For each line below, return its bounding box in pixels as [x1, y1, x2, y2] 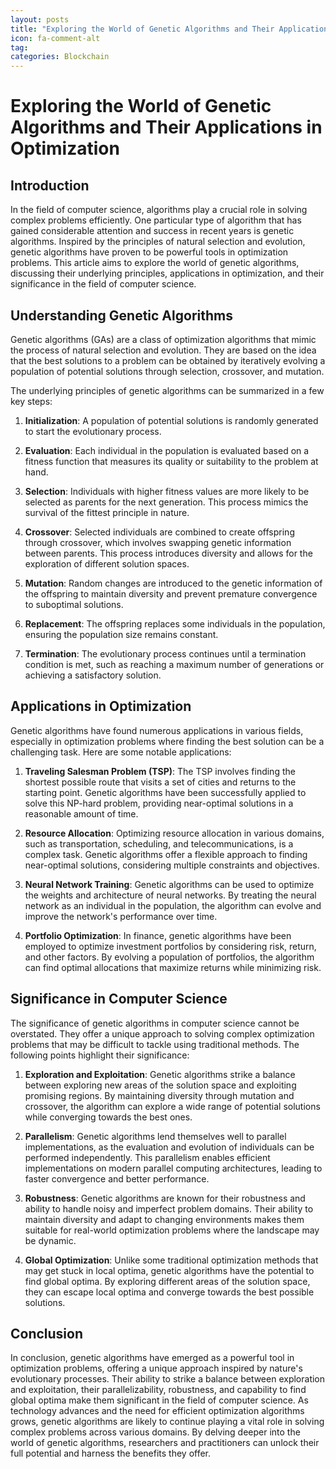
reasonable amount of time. [24, 807, 139, 820]
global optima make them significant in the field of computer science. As [10, 1394, 309, 1406]
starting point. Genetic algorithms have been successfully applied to [24, 786, 307, 798]
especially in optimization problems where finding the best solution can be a [10, 735, 325, 747]
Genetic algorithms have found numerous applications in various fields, [10, 724, 304, 736]
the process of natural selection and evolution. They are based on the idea [10, 344, 317, 356]
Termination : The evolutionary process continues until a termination [24, 647, 307, 660]
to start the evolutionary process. [24, 425, 162, 437]
